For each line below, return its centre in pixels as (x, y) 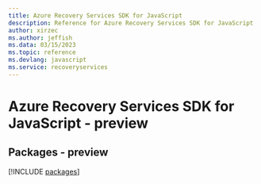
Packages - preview (58, 153)
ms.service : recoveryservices (58, 67)
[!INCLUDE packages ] (44, 171)
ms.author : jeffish (40, 38)
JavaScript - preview (79, 123)
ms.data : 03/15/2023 (42, 45)
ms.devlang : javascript (48, 60)
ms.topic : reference (42, 52)
